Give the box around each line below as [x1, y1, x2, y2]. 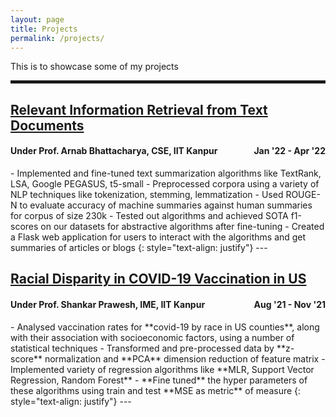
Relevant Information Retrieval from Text [10, 101, 268, 118]
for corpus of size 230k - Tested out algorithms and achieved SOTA [10, 209, 289, 221]
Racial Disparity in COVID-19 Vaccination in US [10, 271, 307, 288]
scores [10, 220, 39, 232]
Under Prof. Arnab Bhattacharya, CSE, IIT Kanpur [10, 145, 218, 157]
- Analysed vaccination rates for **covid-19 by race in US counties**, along [10, 321, 320, 333]
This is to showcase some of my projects [10, 61, 179, 73]
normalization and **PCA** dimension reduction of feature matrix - [44, 352, 326, 365]
